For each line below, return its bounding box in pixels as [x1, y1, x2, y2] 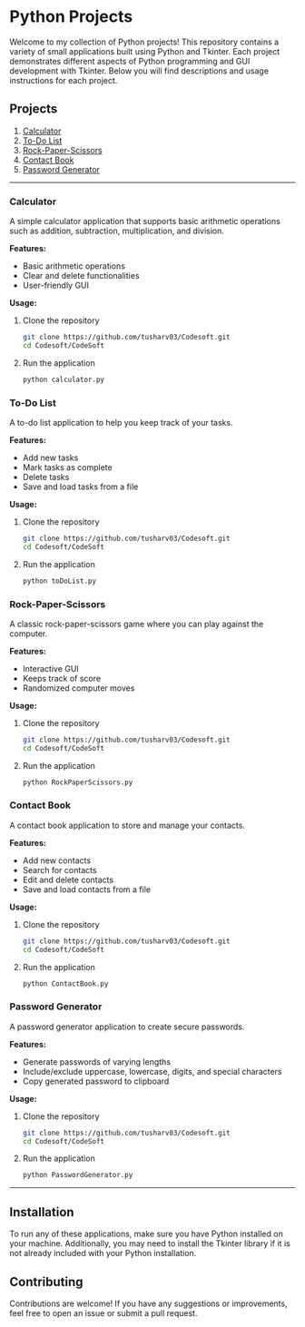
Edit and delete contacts [22, 874, 114, 885]
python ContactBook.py [22, 978, 109, 988]
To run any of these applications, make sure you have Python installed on [9, 1228, 283, 1240]
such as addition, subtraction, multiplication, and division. [9, 225, 225, 237]
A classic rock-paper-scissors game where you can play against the [9, 618, 264, 629]
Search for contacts [22, 864, 97, 875]
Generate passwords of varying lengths [22, 1056, 171, 1067]
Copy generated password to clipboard [22, 1076, 170, 1086]
